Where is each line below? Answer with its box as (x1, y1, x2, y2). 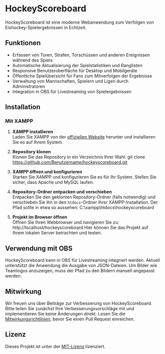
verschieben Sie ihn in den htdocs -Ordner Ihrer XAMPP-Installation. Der (12, 199, 158, 205)
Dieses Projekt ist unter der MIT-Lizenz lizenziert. (5, 343, 106, 349)
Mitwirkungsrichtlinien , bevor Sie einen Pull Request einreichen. (5, 316, 135, 322)
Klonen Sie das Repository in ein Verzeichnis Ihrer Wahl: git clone (12, 154, 145, 160)
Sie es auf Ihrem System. (12, 139, 63, 145)
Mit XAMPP (5, 118, 34, 125)
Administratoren (12, 83, 45, 89)
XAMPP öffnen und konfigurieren (12, 169, 82, 175)
